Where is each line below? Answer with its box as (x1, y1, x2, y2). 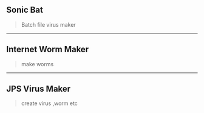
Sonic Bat (6, 5, 44, 15)
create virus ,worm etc (21, 100, 78, 107)
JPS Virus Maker (6, 84, 71, 94)
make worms (21, 60, 54, 67)
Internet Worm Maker (6, 44, 89, 55)
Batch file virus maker (21, 21, 76, 28)
